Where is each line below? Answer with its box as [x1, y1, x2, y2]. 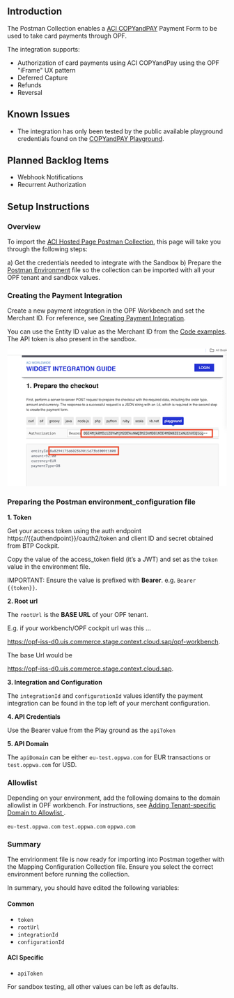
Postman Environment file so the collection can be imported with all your [7, 266, 215, 274]
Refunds [17, 80, 42, 89]
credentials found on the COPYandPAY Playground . [17, 134, 165, 142]
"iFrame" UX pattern [17, 66, 76, 74]
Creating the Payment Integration [7, 291, 123, 301]
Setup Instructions [7, 200, 90, 212]
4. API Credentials [7, 712, 61, 721]
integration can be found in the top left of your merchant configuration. [7, 699, 210, 707]
